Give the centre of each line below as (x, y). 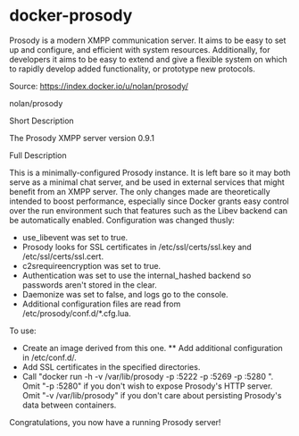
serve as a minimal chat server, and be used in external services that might (147, 182)
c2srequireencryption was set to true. (91, 265)
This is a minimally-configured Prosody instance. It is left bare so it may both (150, 172)
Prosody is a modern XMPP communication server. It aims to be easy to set (148, 40)
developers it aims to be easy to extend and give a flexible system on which (148, 59)
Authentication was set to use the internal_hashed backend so (137, 275)
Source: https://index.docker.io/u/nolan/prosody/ (99, 86)
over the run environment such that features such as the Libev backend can (149, 210)
